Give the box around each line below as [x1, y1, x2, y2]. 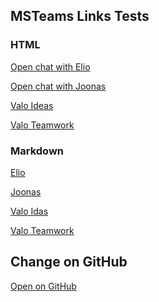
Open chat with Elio [10, 60, 91, 73]
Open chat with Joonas [10, 80, 107, 92]
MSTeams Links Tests [10, 8, 150, 25]
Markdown [10, 144, 64, 158]
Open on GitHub [10, 280, 77, 292]
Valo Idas [10, 205, 49, 217]
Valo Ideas [10, 99, 54, 111]
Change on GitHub [10, 254, 128, 271]
